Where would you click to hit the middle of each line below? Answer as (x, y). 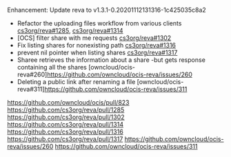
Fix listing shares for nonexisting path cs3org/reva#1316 (97, 45)
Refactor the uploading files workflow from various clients (99, 23)
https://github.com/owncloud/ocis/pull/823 (68, 102)
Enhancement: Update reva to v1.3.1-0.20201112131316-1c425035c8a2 (107, 10)
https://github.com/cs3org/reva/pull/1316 (66, 132)
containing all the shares (52, 67)
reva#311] (31, 89)
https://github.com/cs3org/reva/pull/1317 (65, 139)
